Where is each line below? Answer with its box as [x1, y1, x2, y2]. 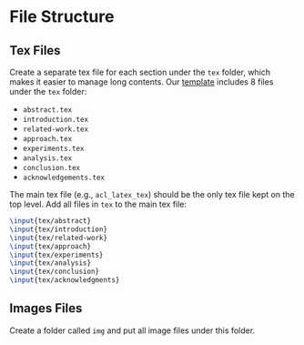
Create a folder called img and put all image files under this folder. [9, 325, 256, 336]
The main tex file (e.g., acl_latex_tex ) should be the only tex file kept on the [9, 189, 295, 199]
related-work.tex [22, 125, 89, 134]
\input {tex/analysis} [9, 259, 92, 268]
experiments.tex [22, 144, 85, 153]
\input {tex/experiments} [9, 250, 104, 259]
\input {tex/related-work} [9, 233, 107, 242]
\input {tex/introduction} [9, 225, 107, 234]
